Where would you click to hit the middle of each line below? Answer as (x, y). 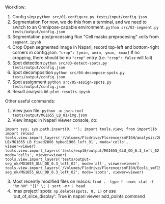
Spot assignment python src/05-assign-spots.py (62, 82)
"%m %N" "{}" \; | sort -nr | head (49, 186)
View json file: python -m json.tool (48, 111)
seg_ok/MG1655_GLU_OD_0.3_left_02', (42, 164)
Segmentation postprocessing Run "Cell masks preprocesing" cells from (85, 37)
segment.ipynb (27, 42)
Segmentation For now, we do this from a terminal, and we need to (79, 22)
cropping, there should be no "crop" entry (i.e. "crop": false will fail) (82, 58)
